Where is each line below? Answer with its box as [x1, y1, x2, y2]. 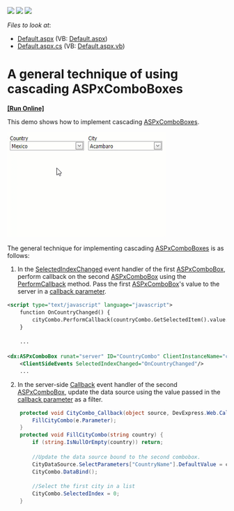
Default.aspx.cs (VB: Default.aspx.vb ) [17, 42, 125, 50]
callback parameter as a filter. [17, 395, 103, 404]
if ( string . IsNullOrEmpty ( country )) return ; [32, 439, 164, 446]
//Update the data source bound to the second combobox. [32, 453, 201, 460]
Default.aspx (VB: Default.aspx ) [17, 35, 108, 43]
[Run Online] [7, 104, 45, 112]
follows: [7, 251, 30, 259]
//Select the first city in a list [32, 483, 136, 490]
